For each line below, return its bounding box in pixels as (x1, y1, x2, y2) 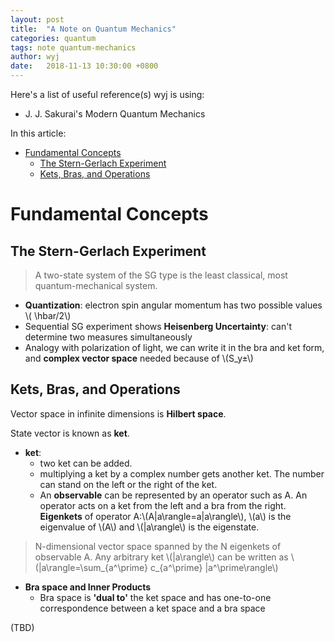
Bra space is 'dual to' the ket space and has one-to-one (39, 591, 272, 603)
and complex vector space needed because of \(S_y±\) (24, 352, 254, 364)
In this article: (10, 127, 67, 139)
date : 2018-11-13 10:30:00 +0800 (10, 61, 159, 71)
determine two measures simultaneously (24, 331, 193, 343)
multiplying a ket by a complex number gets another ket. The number (39, 467, 325, 480)
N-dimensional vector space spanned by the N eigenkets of (34, 540, 282, 552)
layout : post (10, 14, 65, 25)
